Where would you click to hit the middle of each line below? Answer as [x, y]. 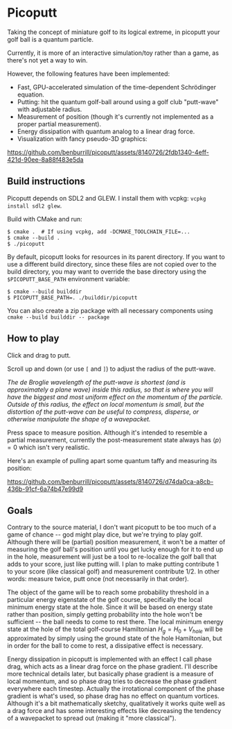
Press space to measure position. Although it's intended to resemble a [107, 433]
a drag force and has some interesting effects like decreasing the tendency [114, 711]
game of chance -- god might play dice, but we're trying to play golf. [105, 535]
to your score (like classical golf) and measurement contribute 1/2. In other [114, 571]
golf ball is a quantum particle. [50, 39]
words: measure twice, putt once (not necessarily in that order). [98, 579]
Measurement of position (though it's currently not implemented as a [115, 117]
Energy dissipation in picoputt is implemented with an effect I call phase [110, 659]
